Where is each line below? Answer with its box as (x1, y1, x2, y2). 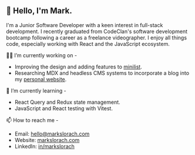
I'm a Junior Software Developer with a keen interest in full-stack (6, 21, 163, 28)
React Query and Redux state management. (14, 98, 120, 105)
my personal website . (14, 75, 67, 83)
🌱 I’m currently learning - (6, 87, 66, 94)
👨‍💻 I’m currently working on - (6, 51, 78, 59)
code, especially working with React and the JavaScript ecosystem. (6, 40, 170, 47)
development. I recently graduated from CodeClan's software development (6, 28, 188, 35)
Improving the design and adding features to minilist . (14, 63, 142, 70)
